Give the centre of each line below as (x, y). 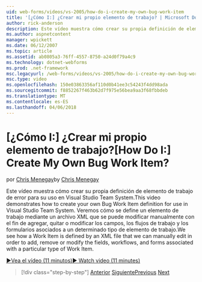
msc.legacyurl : (25, 74)
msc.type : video (26, 79)
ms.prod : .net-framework (37, 68)
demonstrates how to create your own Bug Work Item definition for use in (97, 204)
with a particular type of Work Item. (50, 249)
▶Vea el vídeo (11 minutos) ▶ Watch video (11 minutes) (73, 261)
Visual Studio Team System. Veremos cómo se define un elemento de (93, 210)
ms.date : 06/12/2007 (32, 46)
